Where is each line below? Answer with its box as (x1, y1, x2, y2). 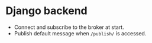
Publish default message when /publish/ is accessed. (14, 29, 147, 37)
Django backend (5, 4, 88, 18)
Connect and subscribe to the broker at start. (14, 24, 125, 31)
